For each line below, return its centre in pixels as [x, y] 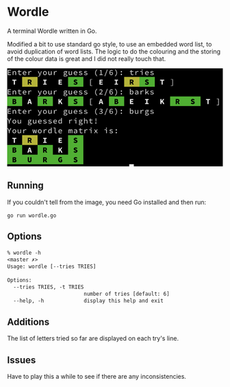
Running [26, 186]
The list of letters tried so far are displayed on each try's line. [93, 338]
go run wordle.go [32, 215]
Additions [28, 322]
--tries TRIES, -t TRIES [49, 287]
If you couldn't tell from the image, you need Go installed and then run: [107, 202]
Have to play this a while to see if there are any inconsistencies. [97, 376]
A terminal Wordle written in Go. [52, 31]
